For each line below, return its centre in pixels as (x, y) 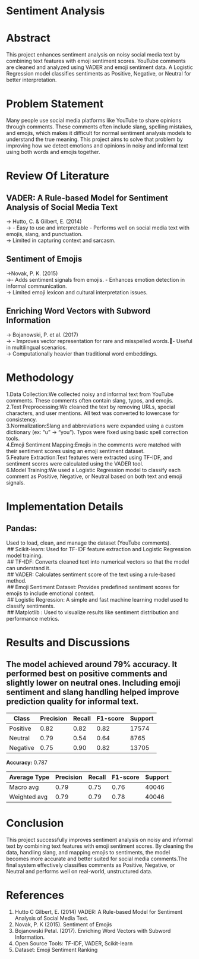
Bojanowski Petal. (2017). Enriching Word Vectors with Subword (93, 930)
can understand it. (29, 568)
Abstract (28, 38)
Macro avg (24, 787)
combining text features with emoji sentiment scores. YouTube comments (96, 61)
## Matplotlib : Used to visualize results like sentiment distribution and (93, 612)
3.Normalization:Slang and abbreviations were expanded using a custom (95, 426)
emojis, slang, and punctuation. (45, 234)
